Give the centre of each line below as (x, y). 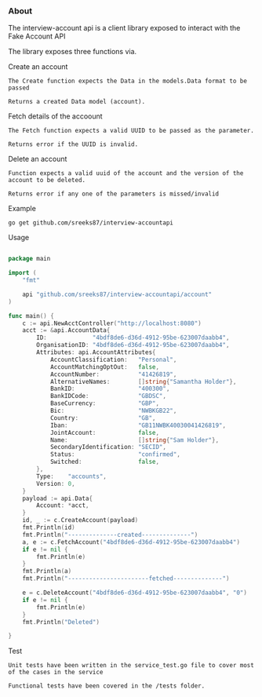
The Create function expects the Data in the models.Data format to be (127, 81)
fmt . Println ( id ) (49, 527)
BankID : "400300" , (110, 389)
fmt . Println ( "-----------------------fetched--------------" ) (126, 578)
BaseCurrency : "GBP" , (104, 403)
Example (22, 209)
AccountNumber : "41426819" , (113, 374)
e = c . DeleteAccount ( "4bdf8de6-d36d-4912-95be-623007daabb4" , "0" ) (135, 593)
